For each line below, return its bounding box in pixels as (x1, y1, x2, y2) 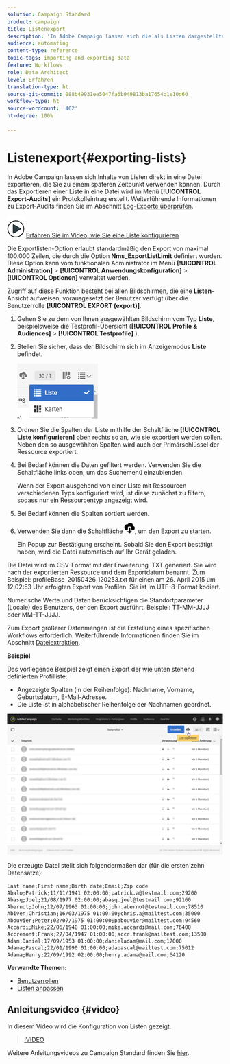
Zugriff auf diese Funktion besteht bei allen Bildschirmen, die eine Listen (7, 287, 212, 295)
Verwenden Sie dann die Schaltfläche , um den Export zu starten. (16, 527, 212, 535)
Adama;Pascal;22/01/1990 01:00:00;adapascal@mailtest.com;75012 (7, 944, 194, 951)
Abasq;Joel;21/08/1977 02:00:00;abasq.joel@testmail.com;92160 (7, 896, 192, 903)
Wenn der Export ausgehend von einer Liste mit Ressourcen (16, 481, 187, 490)
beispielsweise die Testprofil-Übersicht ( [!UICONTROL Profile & (16, 322, 198, 330)
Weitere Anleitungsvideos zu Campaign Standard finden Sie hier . (7, 1048, 190, 1056)
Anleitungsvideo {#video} (7, 1004, 120, 1015)
